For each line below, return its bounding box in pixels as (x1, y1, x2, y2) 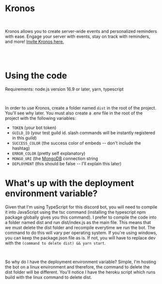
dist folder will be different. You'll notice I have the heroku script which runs (5, 269, 156, 275)
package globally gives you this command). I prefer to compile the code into (5, 214, 157, 220)
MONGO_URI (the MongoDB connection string (12, 156, 98, 161)
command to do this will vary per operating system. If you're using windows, (5, 230, 157, 236)
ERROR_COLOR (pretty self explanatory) (12, 150, 86, 156)
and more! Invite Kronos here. (5, 38, 64, 44)
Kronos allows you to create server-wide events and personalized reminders (5, 28, 157, 34)
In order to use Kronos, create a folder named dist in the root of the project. (5, 105, 156, 110)
